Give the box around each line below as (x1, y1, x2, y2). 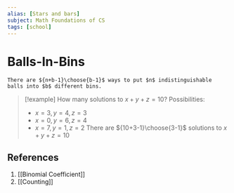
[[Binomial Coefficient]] (17, 170, 86, 179)
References (7, 152, 59, 164)
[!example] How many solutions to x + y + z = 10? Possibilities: (24, 95, 205, 104)
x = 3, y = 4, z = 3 (34, 109, 87, 117)
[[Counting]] (17, 178, 54, 186)
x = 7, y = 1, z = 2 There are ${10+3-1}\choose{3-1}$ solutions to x (34, 124, 227, 132)
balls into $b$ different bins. (7, 83, 102, 90)
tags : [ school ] (7, 23, 52, 30)
